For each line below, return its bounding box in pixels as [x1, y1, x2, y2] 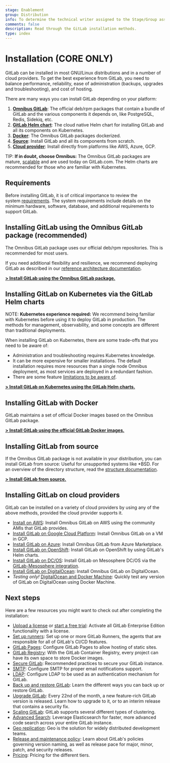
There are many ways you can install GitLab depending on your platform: [5, 96, 157, 102]
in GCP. [12, 535, 29, 542]
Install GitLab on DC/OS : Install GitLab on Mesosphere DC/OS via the [12, 557, 156, 563]
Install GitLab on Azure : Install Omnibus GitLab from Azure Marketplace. [12, 541, 163, 547]
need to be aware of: [5, 342, 49, 348]
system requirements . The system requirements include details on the [5, 198, 151, 204]
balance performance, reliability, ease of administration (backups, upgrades [5, 80, 163, 86]
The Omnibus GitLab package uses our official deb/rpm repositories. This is [5, 244, 163, 250]
